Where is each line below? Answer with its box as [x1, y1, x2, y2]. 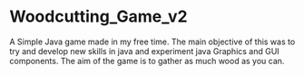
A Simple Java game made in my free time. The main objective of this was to [9, 36, 296, 47]
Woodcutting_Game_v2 [9, 6, 188, 27]
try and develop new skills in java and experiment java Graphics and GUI [9, 45, 279, 56]
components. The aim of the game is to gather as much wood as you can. [9, 55, 285, 66]
